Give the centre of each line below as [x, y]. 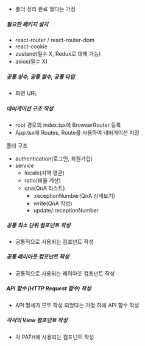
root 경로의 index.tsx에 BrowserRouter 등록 [68, 125]
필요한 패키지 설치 [27, 24]
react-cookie [31, 46]
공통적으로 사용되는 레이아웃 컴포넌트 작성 [65, 273]
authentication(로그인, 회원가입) [54, 159]
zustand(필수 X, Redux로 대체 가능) [58, 53]
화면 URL [26, 93]
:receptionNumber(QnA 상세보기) [74, 195]
